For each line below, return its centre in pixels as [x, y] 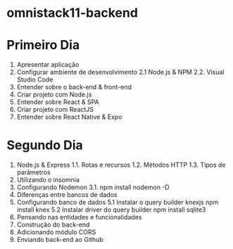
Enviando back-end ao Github [60, 240]
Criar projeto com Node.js [54, 95]
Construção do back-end [53, 225]
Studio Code [35, 79]
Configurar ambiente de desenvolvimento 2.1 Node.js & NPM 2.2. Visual [120, 72]
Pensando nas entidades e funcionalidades [79, 217]
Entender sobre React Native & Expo [69, 117]
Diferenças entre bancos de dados [67, 195]
